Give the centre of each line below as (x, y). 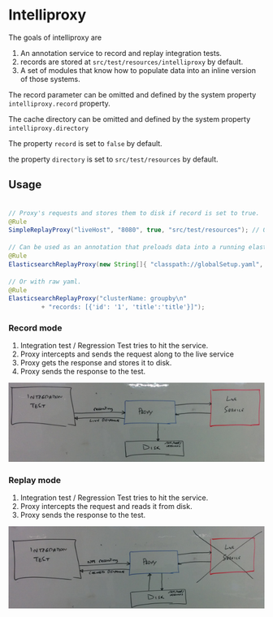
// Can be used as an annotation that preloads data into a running (127, 248)
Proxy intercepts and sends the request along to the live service (127, 354)
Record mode (35, 328)
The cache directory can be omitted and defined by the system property (130, 119)
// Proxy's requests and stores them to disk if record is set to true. (134, 213)
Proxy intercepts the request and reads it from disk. (106, 507)
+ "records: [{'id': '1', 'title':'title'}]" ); (123, 307)
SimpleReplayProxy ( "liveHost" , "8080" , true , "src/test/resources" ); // (134, 230)
